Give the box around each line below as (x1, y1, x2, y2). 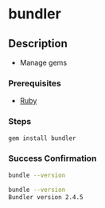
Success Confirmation (8, 153, 97, 164)
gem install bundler (8, 134, 77, 142)
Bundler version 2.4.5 (8, 193, 84, 201)
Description (8, 37, 68, 50)
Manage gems (19, 58, 68, 67)
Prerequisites (8, 78, 61, 89)
